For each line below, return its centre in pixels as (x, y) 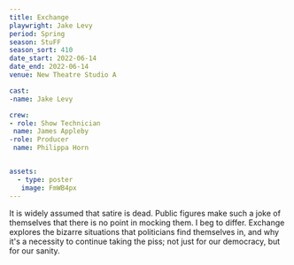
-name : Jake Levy (41, 99)
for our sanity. (35, 250)
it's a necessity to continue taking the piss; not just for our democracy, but (145, 241)
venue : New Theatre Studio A (63, 75)
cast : (19, 91)
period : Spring (37, 34)
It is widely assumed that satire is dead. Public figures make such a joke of (145, 213)
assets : (23, 171)
